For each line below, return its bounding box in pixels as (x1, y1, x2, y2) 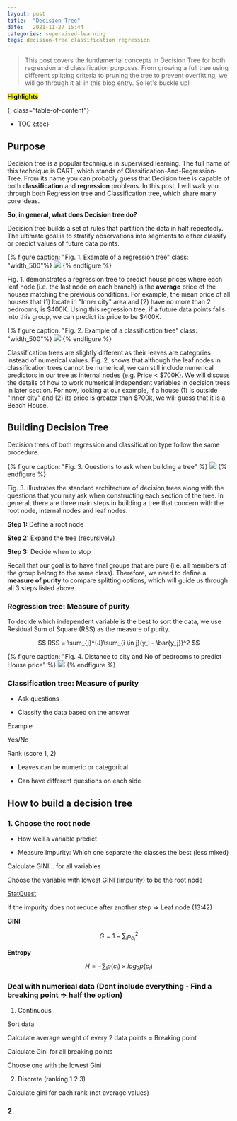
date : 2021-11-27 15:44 (7, 23, 83, 30)
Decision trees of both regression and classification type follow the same (7, 440, 221, 449)
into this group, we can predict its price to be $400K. (7, 312, 161, 321)
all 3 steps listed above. (7, 583, 76, 592)
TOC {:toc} (17, 120, 50, 128)
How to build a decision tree (7, 797, 133, 809)
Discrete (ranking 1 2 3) (17, 1074, 86, 1083)
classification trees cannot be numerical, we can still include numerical (7, 363, 214, 372)
